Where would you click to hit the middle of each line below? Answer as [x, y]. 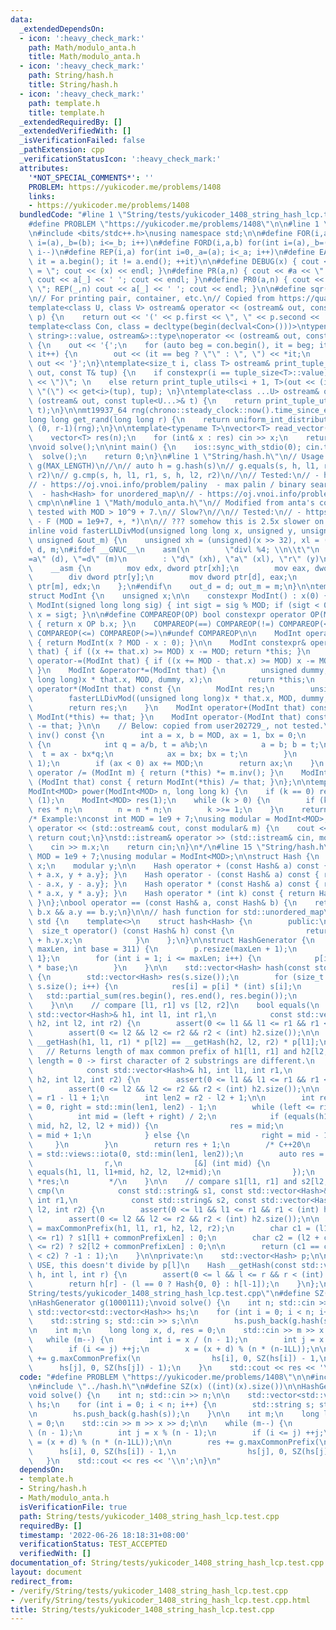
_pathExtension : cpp [62, 150]
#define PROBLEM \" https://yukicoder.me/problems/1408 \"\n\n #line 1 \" [180, 224]
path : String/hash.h [71, 76]
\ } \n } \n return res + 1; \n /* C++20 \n [169, 1144]
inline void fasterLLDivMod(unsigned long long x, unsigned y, [163, 531]
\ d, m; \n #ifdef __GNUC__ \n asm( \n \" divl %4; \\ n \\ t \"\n [174, 549]
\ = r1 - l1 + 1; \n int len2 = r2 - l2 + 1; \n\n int [171, 1098]
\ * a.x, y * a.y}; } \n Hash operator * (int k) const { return [171, 894]
